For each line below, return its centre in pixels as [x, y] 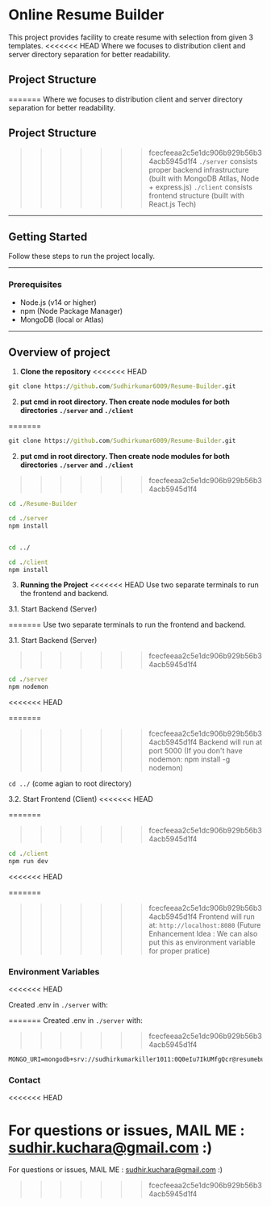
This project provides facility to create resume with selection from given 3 [131, 37]
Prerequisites [35, 285]
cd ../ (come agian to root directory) [70, 783]
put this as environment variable [202, 942]
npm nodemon [28, 687]
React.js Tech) [173, 204]
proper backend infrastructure [199, 169]
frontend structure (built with [196, 195]
